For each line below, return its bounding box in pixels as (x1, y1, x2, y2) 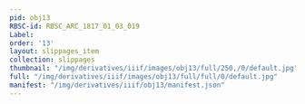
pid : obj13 (9, 13, 51, 23)
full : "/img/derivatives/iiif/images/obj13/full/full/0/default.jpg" (9, 72, 279, 81)
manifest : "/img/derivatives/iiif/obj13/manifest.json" (9, 80, 225, 90)
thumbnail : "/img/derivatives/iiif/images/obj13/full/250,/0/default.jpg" (9, 64, 299, 73)
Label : (9, 30, 34, 39)
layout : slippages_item (9, 47, 100, 56)
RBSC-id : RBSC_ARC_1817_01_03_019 (9, 22, 141, 31)
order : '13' (9, 38, 54, 48)
